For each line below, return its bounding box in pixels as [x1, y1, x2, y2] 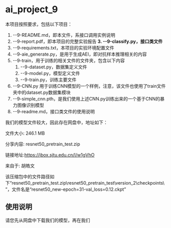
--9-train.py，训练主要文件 [20, 77, 77, 83]
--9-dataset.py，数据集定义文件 [20, 64, 88, 70]
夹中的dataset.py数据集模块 [12, 89, 71, 95]
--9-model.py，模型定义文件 [20, 70, 80, 76]
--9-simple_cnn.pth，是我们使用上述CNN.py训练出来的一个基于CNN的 [12, 95, 160, 102]
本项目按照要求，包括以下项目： [5, 21, 72, 27]
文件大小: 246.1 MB [5, 130, 45, 136]
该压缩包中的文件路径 [5, 173, 50, 180]
